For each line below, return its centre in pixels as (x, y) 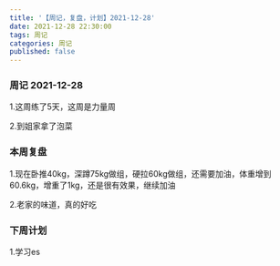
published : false (42, 52)
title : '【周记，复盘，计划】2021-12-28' (82, 18)
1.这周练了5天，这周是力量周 (63, 107)
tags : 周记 (29, 35)
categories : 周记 (41, 43)
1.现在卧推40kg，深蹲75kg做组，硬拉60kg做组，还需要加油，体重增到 (140, 173)
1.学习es (25, 252)
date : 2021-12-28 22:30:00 (61, 26)
